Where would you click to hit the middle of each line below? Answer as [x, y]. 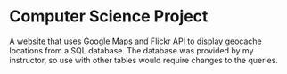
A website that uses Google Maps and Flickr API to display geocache [135, 41]
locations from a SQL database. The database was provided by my [131, 50]
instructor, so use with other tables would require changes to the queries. [144, 60]
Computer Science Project [109, 16]
